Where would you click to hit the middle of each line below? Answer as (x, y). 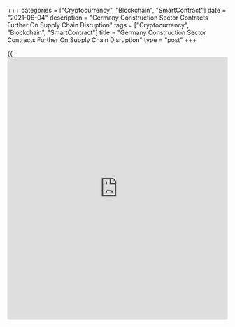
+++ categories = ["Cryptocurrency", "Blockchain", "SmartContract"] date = (117, 10)
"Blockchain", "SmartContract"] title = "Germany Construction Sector (107, 32)
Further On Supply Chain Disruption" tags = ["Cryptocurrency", (98, 25)
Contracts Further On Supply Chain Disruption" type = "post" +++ (102, 40)
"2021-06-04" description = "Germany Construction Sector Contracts (108, 18)
